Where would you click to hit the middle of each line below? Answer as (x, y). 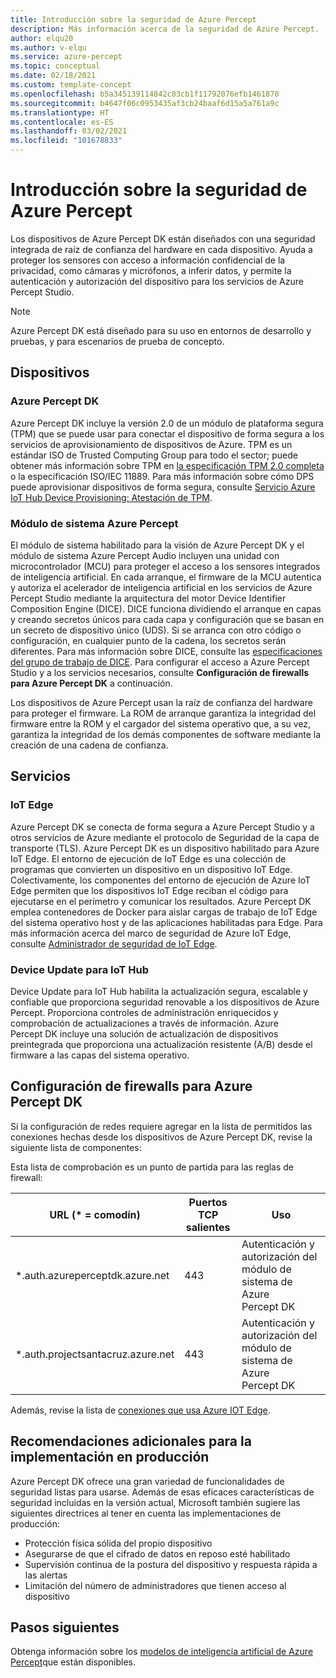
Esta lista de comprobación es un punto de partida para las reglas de (152, 1167)
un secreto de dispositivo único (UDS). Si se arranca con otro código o (156, 630)
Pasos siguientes (65, 1627)
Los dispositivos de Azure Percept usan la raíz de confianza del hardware (161, 702)
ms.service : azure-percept (66, 57)
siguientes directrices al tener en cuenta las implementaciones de (146, 1513)
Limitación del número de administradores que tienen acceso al (155, 1585)
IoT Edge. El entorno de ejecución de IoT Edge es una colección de (148, 858)
